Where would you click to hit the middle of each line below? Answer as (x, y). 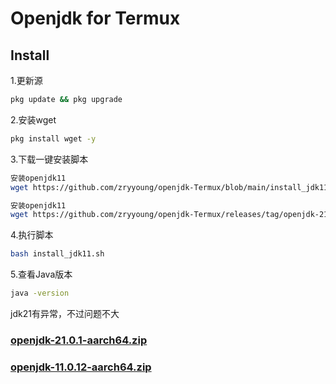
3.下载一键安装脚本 (49, 159)
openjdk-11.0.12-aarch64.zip (81, 367)
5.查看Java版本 (41, 274)
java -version (40, 293)
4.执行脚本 (32, 235)
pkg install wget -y (53, 138)
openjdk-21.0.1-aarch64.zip (79, 340)
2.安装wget (33, 119)
